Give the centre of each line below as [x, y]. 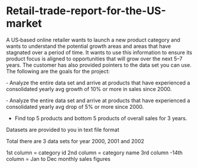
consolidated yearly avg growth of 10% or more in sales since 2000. [89, 89]
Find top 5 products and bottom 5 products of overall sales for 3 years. [101, 118]
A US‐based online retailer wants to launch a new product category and [93, 40]
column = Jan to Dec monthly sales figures [58, 159]
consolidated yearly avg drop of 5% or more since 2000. [75, 106]
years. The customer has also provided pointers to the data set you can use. [99, 65]
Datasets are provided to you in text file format [63, 130]
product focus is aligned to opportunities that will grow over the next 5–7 [94, 59]
